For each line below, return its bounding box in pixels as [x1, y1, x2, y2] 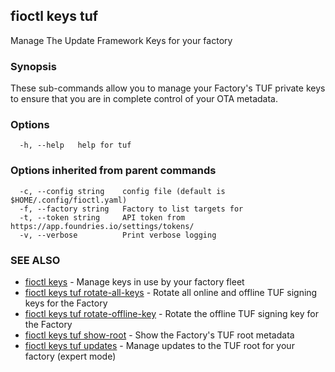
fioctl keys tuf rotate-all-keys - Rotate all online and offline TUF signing [24, 287, 318, 298]
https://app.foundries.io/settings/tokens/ [10, 221, 195, 231]
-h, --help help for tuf [19, 140, 132, 151]
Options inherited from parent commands [10, 164, 217, 178]
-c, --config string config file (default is [19, 186, 226, 196]
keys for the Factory [24, 297, 108, 309]
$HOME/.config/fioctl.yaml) [10, 195, 128, 205]
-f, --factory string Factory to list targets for [19, 204, 244, 214]
